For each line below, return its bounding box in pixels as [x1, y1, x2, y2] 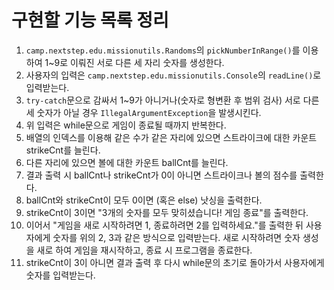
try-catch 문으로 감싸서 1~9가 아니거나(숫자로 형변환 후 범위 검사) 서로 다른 [25, 94, 320, 106]
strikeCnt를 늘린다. [25, 144, 101, 156]
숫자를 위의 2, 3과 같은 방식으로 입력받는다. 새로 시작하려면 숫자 [52, 231, 301, 243]
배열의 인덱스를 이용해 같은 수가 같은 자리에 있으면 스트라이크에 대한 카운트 [25, 131, 318, 143]
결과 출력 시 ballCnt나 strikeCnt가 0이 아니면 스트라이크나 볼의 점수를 [25, 169, 298, 181]
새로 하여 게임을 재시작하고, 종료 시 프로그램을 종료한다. [36, 244, 253, 256]
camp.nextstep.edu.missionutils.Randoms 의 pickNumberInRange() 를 [25, 44, 301, 56]
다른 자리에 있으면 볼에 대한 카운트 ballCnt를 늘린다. [25, 156, 229, 168]
